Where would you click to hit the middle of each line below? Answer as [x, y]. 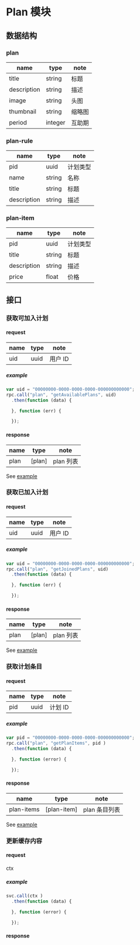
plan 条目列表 [101, 809]
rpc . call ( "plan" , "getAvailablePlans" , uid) [61, 395]
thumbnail [23, 111]
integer [56, 122]
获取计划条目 [24, 667]
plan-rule [20, 140]
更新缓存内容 [24, 840]
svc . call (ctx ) [25, 896]
